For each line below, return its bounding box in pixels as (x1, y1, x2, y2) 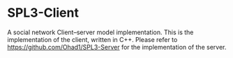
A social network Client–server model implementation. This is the (7, 28, 194, 36)
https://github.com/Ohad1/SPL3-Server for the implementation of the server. (7, 43, 227, 51)
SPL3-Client (7, 5, 79, 21)
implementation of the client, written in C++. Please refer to (7, 35, 178, 43)
